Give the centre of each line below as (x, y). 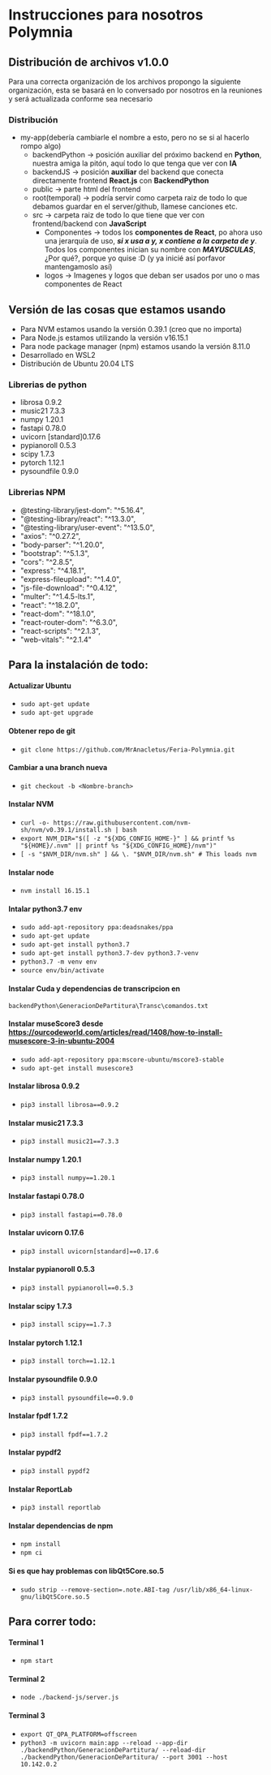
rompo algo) (41, 146)
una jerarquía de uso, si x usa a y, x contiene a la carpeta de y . (151, 241)
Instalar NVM (31, 804)
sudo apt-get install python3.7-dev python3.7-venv (109, 954)
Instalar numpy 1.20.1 (45, 1159)
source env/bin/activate (62, 971)
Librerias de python (48, 385)
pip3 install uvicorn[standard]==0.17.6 (89, 1252)
